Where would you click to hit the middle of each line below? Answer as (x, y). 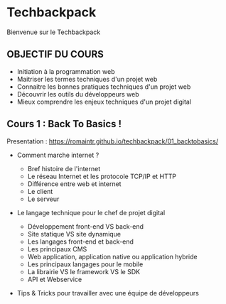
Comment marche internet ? (58, 155)
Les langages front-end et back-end (81, 241)
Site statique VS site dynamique (74, 234)
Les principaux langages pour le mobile (85, 264)
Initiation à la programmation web (66, 71)
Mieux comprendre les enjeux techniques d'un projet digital (104, 102)
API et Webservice (55, 279)
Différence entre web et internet (74, 184)
